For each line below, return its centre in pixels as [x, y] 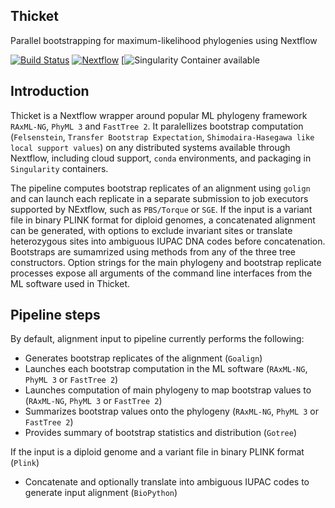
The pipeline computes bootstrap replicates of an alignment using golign [160, 188]
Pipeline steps [55, 315]
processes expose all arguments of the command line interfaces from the [161, 273]
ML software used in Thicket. [70, 283]
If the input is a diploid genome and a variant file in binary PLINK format [157, 452]
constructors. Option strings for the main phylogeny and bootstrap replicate [166, 262]
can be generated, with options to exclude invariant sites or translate [151, 230]
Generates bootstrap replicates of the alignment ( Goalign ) [143, 358]
